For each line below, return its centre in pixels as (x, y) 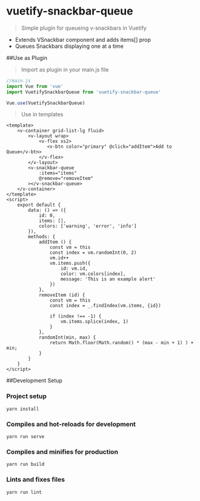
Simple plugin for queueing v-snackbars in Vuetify (84, 28)
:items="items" (58, 173)
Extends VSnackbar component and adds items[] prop (83, 39)
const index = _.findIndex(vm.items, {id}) (105, 306)
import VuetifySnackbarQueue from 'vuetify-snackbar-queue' (84, 92)
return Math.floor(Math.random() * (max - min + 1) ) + (122, 343)
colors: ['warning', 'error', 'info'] (88, 226)
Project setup (26, 396)
